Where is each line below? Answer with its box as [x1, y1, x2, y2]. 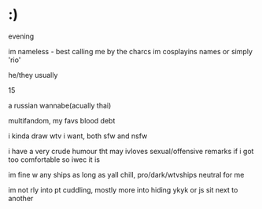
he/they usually [8, 70, 58, 79]
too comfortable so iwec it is [8, 155, 101, 164]
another [8, 193, 34, 203]
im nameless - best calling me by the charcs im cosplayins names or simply [8, 46, 253, 56]
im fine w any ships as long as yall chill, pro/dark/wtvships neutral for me [8, 170, 245, 179]
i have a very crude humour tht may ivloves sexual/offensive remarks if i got [8, 146, 254, 156]
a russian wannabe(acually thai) [8, 101, 112, 110]
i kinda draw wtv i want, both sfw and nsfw [8, 131, 148, 141]
